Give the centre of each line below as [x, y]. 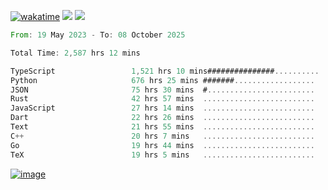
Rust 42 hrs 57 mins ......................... [162, 99]
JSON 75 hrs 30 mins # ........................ [162, 90]
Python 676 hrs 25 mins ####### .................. [162, 80]
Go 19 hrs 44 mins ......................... [162, 145]
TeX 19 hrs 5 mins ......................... [162, 155]
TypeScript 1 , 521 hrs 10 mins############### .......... [165, 71]
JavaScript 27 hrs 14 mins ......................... [162, 108]
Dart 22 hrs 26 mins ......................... [162, 118]
